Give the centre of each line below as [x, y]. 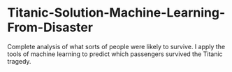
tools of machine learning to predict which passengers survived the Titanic [115, 54]
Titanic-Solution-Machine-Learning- [116, 13]
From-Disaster [50, 27]
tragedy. [19, 61]
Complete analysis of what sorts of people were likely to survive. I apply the [116, 46]
